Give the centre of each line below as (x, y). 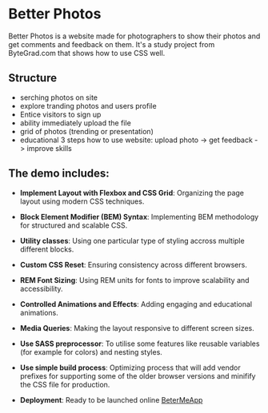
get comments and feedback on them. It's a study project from (112, 44)
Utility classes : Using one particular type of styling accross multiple (132, 240)
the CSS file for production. (65, 384)
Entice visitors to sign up (60, 114)
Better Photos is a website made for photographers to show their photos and (134, 36)
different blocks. (47, 249)
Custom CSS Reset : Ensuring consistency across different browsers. (134, 264)
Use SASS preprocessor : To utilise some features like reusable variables (140, 344)
